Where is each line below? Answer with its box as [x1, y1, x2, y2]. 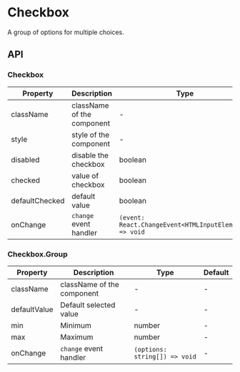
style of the [71, 130, 110, 140]
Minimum [60, 320, 91, 330]
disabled [11, 155, 40, 165]
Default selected [60, 300, 116, 310]
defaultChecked [11, 195, 65, 205]
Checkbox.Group [7, 249, 68, 259]
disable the [71, 150, 109, 160]
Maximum [60, 332, 94, 342]
